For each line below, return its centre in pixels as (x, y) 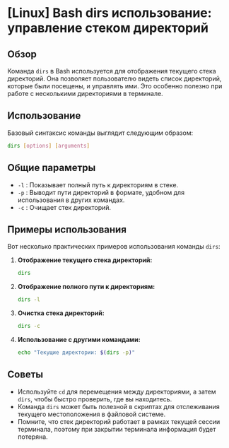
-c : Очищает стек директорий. (64, 207)
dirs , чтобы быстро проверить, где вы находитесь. (95, 399)
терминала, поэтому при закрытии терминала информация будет (117, 429)
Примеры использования (67, 229)
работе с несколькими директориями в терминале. (86, 94)
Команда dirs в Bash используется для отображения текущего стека (112, 71)
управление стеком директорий (108, 28)
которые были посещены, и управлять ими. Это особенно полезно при (115, 86)
